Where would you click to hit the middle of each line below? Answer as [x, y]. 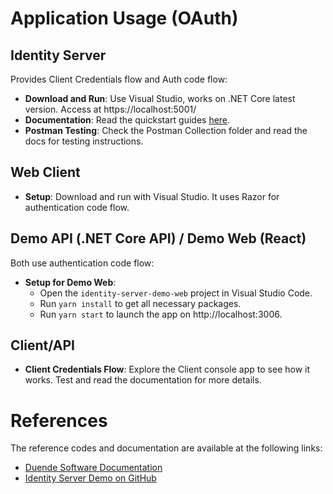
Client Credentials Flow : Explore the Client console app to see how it [167, 369]
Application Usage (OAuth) [124, 18]
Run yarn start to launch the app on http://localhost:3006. [161, 314]
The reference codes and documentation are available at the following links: [166, 448]
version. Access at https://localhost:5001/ [110, 109]
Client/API [43, 345]
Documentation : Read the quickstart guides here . [127, 120]
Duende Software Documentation [93, 468]
